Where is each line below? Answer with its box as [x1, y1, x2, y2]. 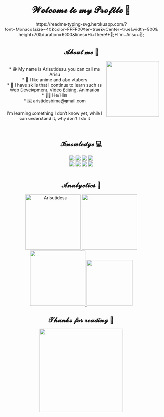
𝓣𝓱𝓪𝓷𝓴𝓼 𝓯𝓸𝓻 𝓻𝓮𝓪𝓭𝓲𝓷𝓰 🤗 [48, 316, 114, 324]
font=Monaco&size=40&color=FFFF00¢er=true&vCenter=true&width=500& [4, 26, 158, 32]
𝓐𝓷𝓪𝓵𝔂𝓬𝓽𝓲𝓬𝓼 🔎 [61, 181, 101, 189]
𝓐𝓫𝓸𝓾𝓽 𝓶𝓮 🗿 [64, 48, 99, 56]
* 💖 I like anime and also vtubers [22, 76, 88, 83]
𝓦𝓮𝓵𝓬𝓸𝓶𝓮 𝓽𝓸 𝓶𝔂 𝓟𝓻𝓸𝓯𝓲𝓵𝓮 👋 [32, 4, 131, 16]
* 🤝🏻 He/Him [42, 92, 67, 98]
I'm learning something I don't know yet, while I [6, 110, 103, 116]
